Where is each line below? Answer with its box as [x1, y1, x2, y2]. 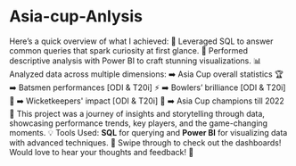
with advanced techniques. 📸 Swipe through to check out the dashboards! [9, 137, 282, 148]
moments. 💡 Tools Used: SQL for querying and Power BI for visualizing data [9, 127, 288, 137]
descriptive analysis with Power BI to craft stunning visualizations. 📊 [9, 55, 261, 66]
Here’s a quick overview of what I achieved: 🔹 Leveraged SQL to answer [9, 36, 274, 46]
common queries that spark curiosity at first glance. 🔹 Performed [9, 45, 248, 55]
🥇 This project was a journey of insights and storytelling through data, [9, 108, 266, 119]
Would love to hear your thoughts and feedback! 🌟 [9, 146, 194, 157]
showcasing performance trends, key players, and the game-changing [9, 118, 268, 129]
